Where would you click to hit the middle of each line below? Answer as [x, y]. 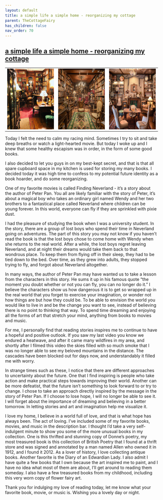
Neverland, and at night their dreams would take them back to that [71, 249]
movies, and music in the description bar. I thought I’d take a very [70, 426]
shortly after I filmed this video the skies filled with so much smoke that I [77, 345]
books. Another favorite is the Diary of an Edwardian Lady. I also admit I [76, 457]
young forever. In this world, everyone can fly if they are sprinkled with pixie [81, 209]
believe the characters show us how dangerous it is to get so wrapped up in [81, 290]
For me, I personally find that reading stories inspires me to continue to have [81, 330]
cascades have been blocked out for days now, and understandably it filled [80, 356]
